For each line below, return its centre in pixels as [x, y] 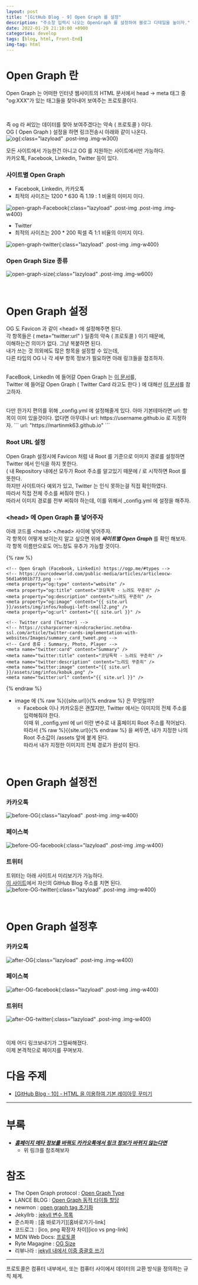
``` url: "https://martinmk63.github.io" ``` [62, 425]
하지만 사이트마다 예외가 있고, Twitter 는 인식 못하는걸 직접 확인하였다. [87, 485]
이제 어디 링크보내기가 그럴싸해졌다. [47, 1043]
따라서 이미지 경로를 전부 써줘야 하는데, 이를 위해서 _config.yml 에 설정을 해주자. [98, 500]
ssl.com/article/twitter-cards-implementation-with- [72, 632]
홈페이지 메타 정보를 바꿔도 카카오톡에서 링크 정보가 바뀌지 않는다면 [91, 1143]
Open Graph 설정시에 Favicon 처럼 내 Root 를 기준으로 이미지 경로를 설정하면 [95, 456]
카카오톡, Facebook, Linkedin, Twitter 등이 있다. [62, 158]
